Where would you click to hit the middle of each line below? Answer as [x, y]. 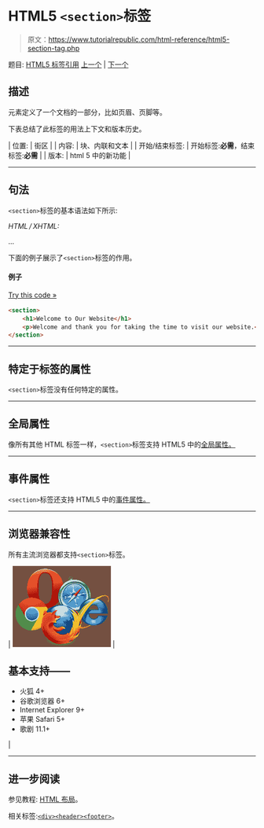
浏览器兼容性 [39, 534]
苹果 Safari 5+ [42, 719]
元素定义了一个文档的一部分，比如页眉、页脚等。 [87, 112]
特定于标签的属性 [49, 369]
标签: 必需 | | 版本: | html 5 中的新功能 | [70, 155]
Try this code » [33, 295]
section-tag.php [53, 48]
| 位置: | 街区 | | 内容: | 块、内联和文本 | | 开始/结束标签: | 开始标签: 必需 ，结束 [132, 145]
